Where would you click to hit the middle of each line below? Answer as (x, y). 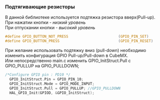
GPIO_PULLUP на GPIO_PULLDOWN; (42, 66)
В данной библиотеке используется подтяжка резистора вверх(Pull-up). (80, 17)
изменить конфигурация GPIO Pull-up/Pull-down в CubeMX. (67, 56)
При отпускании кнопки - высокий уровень (50, 28)
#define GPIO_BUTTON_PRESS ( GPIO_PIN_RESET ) (79, 41)
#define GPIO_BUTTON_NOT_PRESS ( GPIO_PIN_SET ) (77, 37)
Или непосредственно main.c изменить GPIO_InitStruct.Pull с (68, 61)
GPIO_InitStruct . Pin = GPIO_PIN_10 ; (46, 79)
